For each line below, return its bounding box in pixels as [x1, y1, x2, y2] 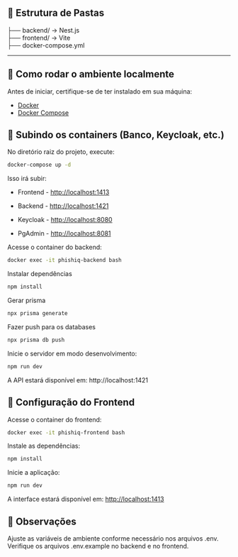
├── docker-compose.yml [7, 40, 85, 50]
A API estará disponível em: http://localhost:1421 [7, 375, 149, 384]
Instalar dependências [7, 270, 72, 278]
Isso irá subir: [7, 175, 47, 183]
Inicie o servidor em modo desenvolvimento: [7, 349, 137, 358]
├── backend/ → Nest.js [7, 26, 80, 34]
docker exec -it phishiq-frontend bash [7, 429, 125, 436]
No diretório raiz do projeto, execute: [7, 148, 115, 156]
